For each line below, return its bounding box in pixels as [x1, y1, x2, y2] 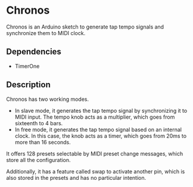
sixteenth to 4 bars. [14, 119, 63, 126]
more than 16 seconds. [14, 138, 71, 145]
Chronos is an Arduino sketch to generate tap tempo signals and [6, 23, 164, 30]
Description [6, 80, 51, 90]
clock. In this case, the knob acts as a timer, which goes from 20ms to [14, 132, 186, 140]
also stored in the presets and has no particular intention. [6, 174, 147, 181]
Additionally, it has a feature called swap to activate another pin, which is [6, 167, 185, 175]
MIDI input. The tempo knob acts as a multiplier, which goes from [14, 113, 175, 121]
